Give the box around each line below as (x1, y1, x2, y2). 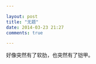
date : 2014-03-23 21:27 (6, 24, 64, 30)
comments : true (6, 30, 43, 35)
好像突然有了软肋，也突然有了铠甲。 (6, 52, 94, 59)
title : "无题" (6, 19, 39, 25)
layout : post (6, 13, 38, 19)
